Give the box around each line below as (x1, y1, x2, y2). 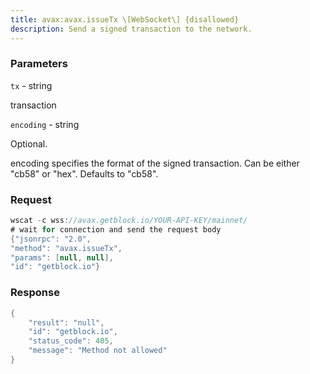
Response (10, 286, 60, 300)
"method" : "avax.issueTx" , (10, 243, 123, 253)
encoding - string (10, 118, 80, 130)
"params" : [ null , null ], (10, 252, 114, 263)
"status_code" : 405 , (28, 336, 114, 346)
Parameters (10, 57, 68, 71)
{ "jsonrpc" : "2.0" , (10, 234, 92, 244)
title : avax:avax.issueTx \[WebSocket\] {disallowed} (10, 14, 240, 25)
